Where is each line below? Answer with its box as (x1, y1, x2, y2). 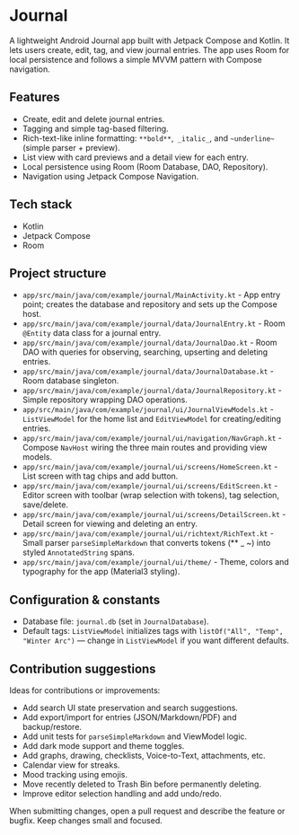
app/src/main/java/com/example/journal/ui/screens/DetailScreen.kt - (22, 509, 286, 520)
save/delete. (22, 499, 69, 510)
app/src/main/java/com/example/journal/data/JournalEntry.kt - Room (22, 318, 286, 329)
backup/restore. (22, 722, 83, 732)
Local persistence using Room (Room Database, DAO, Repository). (22, 161, 268, 171)
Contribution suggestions (9, 661, 156, 676)
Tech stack (9, 197, 73, 212)
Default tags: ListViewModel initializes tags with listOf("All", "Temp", (22, 626, 284, 637)
